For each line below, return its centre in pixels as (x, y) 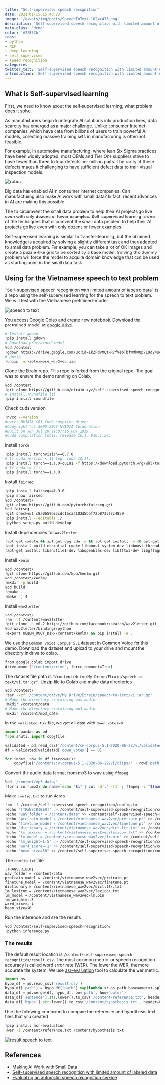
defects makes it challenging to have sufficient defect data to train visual (79, 167)
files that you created (27, 1016)
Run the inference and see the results (43, 917)
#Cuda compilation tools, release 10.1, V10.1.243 (58, 435)
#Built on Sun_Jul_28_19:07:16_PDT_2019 (47, 431)
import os (15, 979)
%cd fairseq (17, 509)
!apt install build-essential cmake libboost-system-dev (65, 546)
